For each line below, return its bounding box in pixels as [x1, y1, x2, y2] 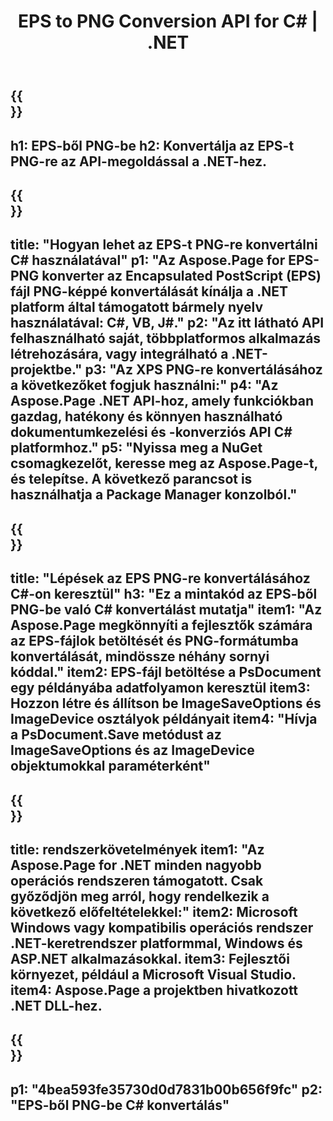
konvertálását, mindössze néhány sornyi [10, 648, 270, 665]
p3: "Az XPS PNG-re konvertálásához [84, 361, 323, 379]
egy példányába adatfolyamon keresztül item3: [10, 680, 311, 697]
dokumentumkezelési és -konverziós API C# [10, 424, 293, 441]
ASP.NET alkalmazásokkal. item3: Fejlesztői [10, 950, 290, 967]
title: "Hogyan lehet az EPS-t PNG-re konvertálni [10, 236, 318, 254]
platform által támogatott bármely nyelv [10, 299, 264, 316]
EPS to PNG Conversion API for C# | [18, 10, 318, 33]
